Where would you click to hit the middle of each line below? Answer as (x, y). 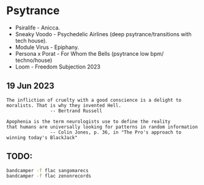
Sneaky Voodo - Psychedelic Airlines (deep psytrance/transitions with (103, 34)
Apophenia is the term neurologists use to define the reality (89, 121)
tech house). (31, 40)
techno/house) (34, 60)
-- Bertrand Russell (76, 111)
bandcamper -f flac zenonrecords (49, 176)
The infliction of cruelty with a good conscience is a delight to (94, 100)
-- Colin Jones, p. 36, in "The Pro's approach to (116, 132)
